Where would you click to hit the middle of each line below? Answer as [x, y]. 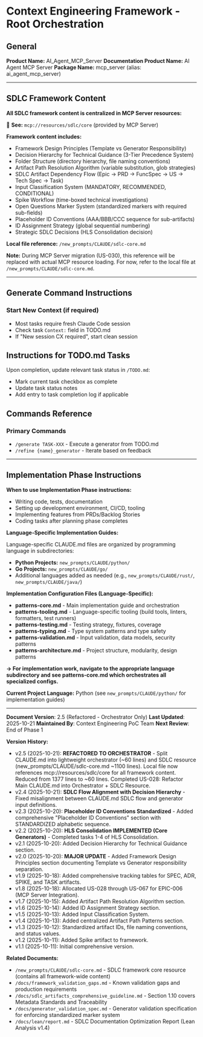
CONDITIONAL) [34, 193]
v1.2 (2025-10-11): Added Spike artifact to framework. [82, 939]
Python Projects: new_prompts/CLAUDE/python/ [72, 562]
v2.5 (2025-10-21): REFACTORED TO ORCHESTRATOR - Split [91, 753]
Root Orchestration [55, 24]
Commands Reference [49, 413]
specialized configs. [32, 681]
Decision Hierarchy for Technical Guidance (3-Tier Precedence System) [105, 154]
